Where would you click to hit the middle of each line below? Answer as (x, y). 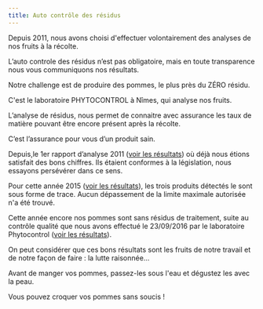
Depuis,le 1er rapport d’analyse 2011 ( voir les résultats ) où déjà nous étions (129, 154)
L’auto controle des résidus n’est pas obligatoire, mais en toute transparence (131, 61)
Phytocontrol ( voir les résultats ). (60, 234)
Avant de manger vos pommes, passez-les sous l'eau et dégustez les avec (129, 273)
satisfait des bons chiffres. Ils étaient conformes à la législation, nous (120, 162)
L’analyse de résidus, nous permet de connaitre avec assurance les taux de (130, 115)
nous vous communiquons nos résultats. (74, 69)
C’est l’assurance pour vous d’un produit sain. (82, 139)
